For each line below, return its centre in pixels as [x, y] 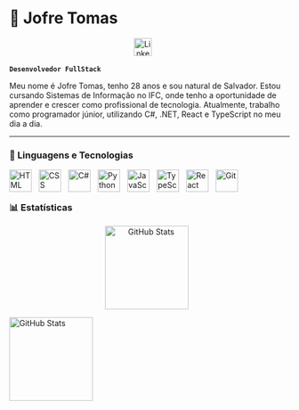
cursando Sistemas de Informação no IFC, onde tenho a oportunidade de [143, 95]
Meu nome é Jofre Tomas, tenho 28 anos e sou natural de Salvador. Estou [145, 86]
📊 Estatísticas [41, 208]
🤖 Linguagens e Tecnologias [71, 155]
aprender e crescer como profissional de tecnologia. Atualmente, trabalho [145, 104]
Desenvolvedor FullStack [55, 69]
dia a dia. [26, 123]
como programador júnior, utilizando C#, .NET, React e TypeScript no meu [145, 114]
